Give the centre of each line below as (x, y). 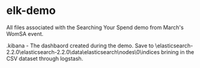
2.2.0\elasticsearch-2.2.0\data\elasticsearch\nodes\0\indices (83, 52)
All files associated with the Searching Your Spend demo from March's (95, 27)
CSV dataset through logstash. (45, 58)
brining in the (178, 52)
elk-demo (31, 11)
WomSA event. (25, 33)
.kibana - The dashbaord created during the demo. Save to (80, 46)
